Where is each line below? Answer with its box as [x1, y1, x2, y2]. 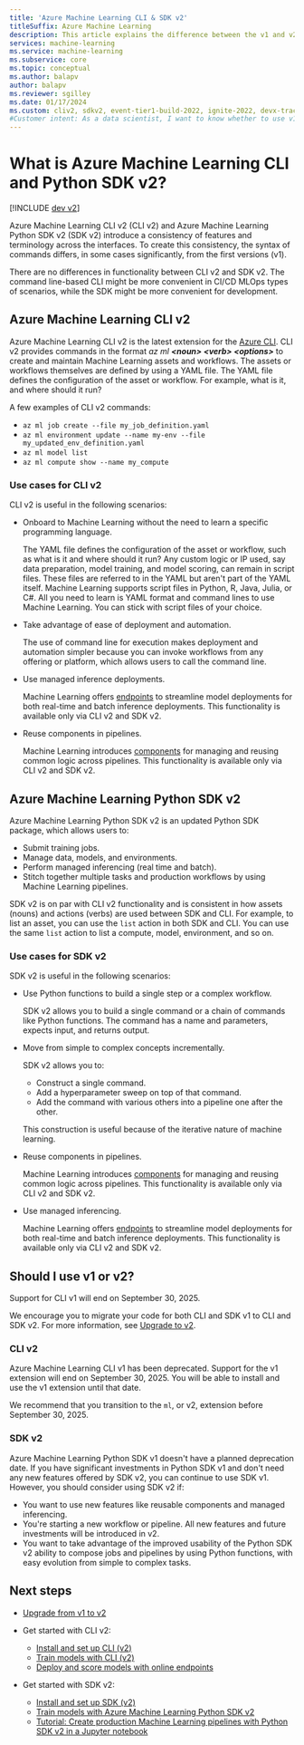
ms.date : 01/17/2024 [9, 97, 88, 107]
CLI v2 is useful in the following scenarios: [9, 499, 167, 510]
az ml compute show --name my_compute [22, 458, 169, 467]
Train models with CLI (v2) [35, 1652, 135, 1663]
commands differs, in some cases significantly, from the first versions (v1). [9, 249, 287, 260]
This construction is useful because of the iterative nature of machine [22, 1124, 282, 1135]
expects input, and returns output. [22, 1025, 150, 1036]
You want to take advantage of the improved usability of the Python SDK [22, 1538, 292, 1548]
